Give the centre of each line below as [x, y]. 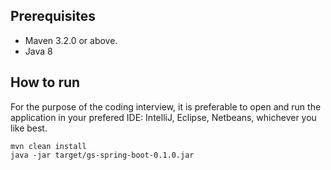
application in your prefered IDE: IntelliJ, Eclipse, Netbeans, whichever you [163, 117]
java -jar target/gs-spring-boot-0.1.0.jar [102, 155]
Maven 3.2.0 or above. [71, 40]
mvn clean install [48, 146]
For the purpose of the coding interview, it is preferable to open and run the [166, 106]
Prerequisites [53, 16]
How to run [45, 82]
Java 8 [38, 51]
